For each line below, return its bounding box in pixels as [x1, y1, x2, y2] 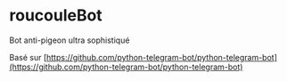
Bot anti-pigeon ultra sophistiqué [9, 35, 130, 45]
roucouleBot [9, 5, 102, 26]
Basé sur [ [9, 52, 47, 62]
